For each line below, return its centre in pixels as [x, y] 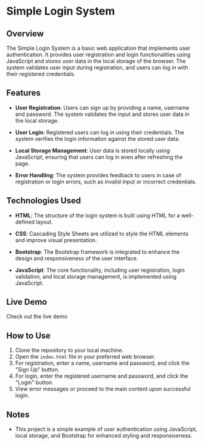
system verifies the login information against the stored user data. [98, 138]
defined [25, 222]
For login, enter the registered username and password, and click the [101, 376]
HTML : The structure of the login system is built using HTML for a [98, 215]
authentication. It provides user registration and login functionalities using [98, 55]
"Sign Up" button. [37, 370]
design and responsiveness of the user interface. [77, 258]
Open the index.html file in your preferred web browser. [85, 357]
